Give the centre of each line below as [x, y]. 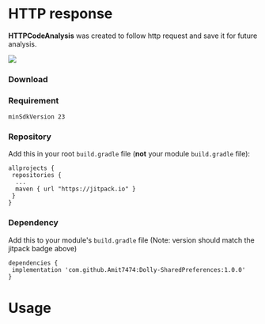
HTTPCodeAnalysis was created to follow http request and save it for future [133, 36]
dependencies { [33, 263]
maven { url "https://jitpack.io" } [76, 189]
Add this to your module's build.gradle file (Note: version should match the [131, 240]
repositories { [36, 175]
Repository [30, 137]
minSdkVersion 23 [37, 117]
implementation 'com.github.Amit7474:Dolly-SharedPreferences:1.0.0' [129, 269]
